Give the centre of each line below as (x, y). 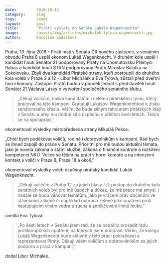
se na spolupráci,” (36, 120)
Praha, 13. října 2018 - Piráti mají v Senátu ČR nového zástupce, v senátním (82, 52)
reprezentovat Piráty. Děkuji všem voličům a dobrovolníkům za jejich (87, 241)
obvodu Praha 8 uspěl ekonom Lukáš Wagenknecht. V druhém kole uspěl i (82, 57)
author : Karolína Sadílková (41, 38)
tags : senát (27, 19)
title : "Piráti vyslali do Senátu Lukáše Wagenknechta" (72, 28)
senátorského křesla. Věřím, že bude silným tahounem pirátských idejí (89, 109)
